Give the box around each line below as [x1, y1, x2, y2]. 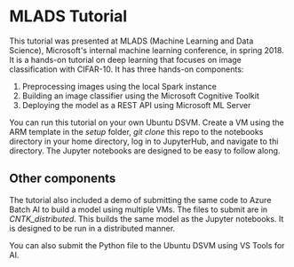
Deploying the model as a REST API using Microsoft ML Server [21, 99, 251, 110]
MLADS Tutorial [9, 6, 128, 27]
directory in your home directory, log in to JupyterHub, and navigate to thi [9, 136, 279, 146]
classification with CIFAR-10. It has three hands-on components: [9, 64, 244, 75]
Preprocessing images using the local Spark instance [21, 81, 218, 91]
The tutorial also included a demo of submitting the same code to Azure [9, 194, 272, 205]
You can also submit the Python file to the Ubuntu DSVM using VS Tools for [9, 240, 285, 250]
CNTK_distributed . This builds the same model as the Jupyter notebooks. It [9, 213, 284, 224]
